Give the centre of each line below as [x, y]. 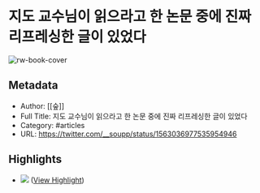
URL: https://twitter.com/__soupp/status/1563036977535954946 [128, 134]
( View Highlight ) [58, 180]
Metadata [33, 86]
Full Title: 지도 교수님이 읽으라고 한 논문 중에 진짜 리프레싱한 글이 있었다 [134, 116]
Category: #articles [52, 125]
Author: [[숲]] [42, 105]
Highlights [35, 159]
